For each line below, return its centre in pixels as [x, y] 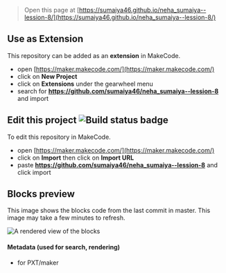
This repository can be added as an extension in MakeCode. [94, 55]
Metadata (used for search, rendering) [63, 247]
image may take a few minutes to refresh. [66, 218]
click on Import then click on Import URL [76, 158]
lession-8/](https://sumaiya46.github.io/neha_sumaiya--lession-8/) [120, 17]
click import [34, 172]
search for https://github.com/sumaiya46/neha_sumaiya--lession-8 [118, 91]
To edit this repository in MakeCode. [59, 137]
